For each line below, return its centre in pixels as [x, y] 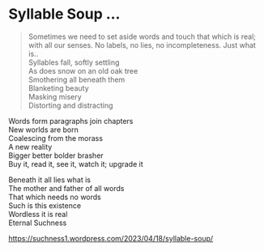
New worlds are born [43, 130]
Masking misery [55, 96]
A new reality [30, 147]
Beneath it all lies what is [50, 180]
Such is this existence [45, 205]
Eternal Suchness [38, 223]
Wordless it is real [38, 214]
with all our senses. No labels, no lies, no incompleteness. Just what [142, 45]
